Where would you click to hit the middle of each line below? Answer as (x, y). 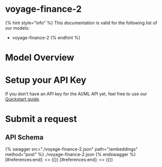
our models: (17, 28)
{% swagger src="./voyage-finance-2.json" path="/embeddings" (71, 149)
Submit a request (41, 119)
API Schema (24, 137)
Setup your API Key (46, 80)
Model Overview (40, 58)
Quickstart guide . (23, 99)
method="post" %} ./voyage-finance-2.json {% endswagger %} (71, 155)
